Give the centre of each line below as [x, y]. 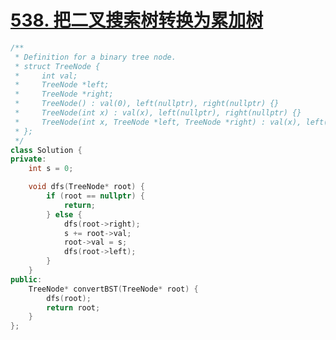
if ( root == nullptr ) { [95, 196]
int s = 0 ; [51, 169]
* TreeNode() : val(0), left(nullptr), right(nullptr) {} [147, 104]
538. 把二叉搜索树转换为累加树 [137, 20]
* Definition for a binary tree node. [95, 57]
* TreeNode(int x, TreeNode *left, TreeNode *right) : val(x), [158, 122]
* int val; [46, 76]
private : [28, 159]
